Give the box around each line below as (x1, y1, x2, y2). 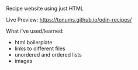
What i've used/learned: (6, 27, 64, 34)
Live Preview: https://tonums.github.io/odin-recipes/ (6, 16, 132, 23)
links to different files (14, 45, 65, 52)
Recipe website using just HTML (6, 5, 84, 12)
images (14, 58, 33, 64)
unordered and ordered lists (14, 51, 82, 58)
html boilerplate (14, 39, 53, 45)
